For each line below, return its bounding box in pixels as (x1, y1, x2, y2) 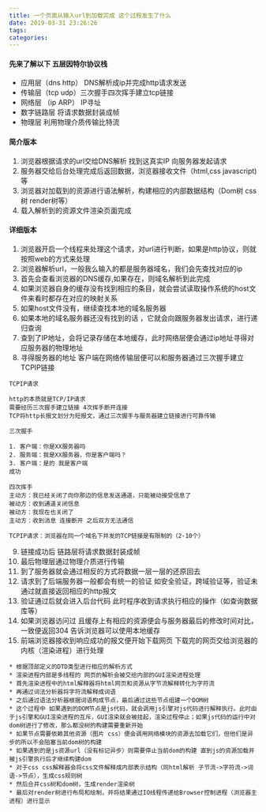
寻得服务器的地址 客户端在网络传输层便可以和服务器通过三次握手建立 (20, 352, 244, 362)
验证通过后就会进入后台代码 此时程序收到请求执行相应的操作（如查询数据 (20, 596, 258, 605)
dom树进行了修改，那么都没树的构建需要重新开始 (9, 721, 144, 729)
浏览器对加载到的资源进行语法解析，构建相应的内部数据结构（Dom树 (20, 186, 244, 195)
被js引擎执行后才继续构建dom (9, 755, 92, 763)
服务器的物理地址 (27, 343, 84, 352)
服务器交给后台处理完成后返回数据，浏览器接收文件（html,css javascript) (20, 166, 257, 175)
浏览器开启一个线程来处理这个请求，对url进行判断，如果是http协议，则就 (20, 244, 257, 254)
